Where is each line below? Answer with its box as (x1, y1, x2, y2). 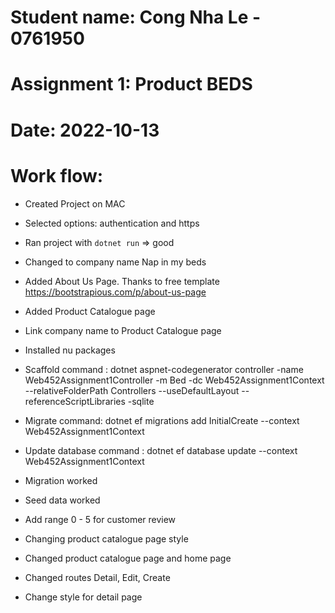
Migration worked (24, 474, 98, 486)
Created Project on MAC (24, 197, 126, 210)
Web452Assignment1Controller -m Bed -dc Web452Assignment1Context (24, 374, 325, 386)
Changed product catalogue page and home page (24, 552, 232, 564)
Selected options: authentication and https (24, 217, 200, 229)
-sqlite (127, 395, 155, 407)
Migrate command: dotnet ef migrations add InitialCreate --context (24, 414, 300, 426)
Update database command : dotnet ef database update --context (24, 444, 298, 456)
